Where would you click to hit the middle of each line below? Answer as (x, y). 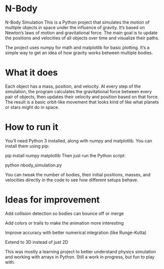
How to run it (32, 127)
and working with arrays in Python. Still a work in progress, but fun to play (80, 257)
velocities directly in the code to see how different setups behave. (72, 180)
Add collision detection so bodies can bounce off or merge (65, 213)
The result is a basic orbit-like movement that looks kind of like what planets (82, 102)
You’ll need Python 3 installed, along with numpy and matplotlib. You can (79, 140)
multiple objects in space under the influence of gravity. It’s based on (75, 27)
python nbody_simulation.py (34, 165)
